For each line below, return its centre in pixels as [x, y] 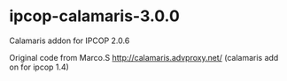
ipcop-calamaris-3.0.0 [94, 16]
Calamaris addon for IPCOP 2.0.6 [70, 40]
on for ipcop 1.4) [39, 67]
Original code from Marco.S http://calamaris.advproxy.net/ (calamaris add [144, 57]
